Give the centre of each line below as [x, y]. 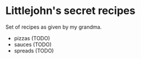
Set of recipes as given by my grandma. [54, 27]
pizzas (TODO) [32, 38]
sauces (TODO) [33, 44]
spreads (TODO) [34, 50]
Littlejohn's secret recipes [70, 11]
